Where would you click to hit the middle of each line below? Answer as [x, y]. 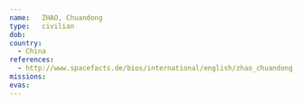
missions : [28, 77]
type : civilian [42, 26]
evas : [19, 85]
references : [32, 60]
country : [26, 43]
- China [32, 52]
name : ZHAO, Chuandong [56, 18]
